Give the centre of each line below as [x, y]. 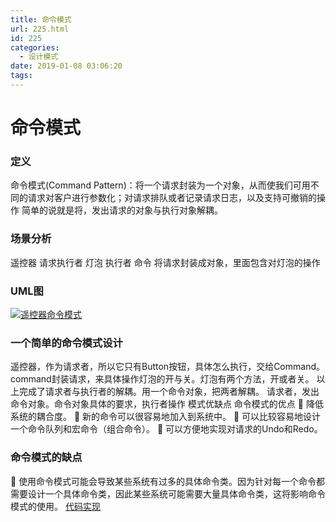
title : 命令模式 [41, 19]
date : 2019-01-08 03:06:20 [66, 66]
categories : [35, 47]
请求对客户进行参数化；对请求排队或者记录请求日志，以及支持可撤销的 [172, 198]
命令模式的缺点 [46, 458]
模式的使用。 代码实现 [55, 506]
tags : [21, 76]
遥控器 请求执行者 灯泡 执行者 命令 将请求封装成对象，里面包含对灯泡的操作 [165, 262]
